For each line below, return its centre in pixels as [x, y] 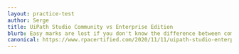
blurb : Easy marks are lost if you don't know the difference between [114, 33]
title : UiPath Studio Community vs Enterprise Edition [90, 27]
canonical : [23, 40]
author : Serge [28, 20]
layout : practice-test [41, 14]
